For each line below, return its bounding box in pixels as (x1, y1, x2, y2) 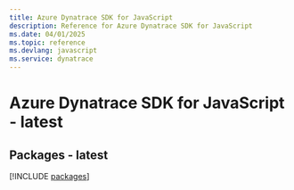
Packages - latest (9, 147, 109, 162)
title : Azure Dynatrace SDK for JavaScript (9, 12, 174, 22)
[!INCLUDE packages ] (9, 171, 90, 181)
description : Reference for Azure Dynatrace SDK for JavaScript (9, 21, 253, 30)
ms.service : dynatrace (9, 54, 94, 63)
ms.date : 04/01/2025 (9, 29, 86, 38)
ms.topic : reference (9, 37, 86, 47)
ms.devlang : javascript (9, 46, 98, 55)
